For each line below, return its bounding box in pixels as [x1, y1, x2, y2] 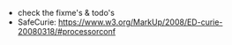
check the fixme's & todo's [17, 8, 115, 18]
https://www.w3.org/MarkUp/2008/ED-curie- [58, 17, 223, 27]
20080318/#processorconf [17, 26, 116, 36]
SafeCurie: [17, 17, 57, 27]
